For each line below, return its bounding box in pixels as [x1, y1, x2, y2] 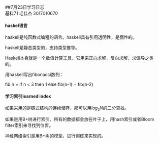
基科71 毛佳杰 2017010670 [5, 10, 58, 16]
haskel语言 [5, 23, 28, 28]
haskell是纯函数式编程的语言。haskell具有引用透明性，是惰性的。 [5, 34, 137, 40]
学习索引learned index [5, 93, 51, 99]
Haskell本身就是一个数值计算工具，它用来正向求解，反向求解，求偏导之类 [5, 55, 154, 61]
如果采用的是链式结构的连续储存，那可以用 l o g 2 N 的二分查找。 [5, 105, 129, 112]
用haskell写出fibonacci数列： [5, 71, 64, 77]
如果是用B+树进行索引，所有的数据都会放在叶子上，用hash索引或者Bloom [5, 117, 154, 122]
